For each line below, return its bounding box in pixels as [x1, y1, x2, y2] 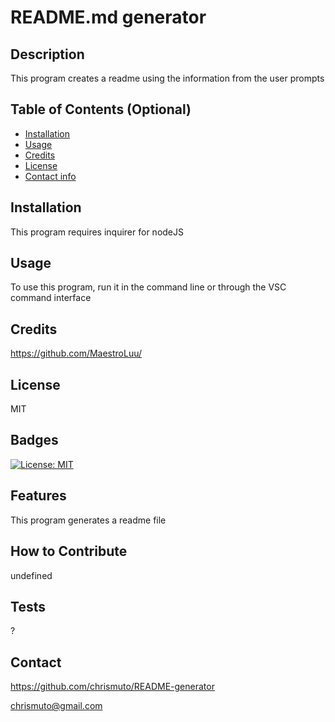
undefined [10, 569, 53, 581]
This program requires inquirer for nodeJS [10, 226, 184, 238]
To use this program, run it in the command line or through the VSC [10, 281, 287, 293]
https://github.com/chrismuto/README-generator [10, 681, 215, 693]
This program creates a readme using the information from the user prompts [10, 72, 325, 84]
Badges [10, 432, 59, 449]
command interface [10, 292, 92, 304]
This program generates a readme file [10, 514, 167, 526]
